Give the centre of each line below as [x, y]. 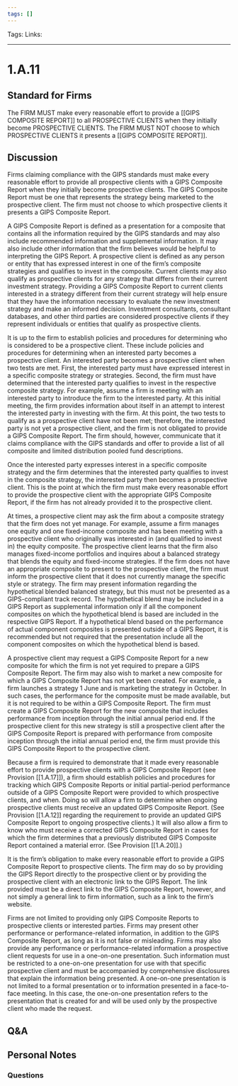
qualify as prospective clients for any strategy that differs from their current [118, 279]
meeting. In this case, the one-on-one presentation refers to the [115, 994]
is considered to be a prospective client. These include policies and [106, 346]
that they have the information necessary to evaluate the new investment [114, 302]
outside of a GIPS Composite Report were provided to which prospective [113, 793]
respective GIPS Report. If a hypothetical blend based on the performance [115, 622]
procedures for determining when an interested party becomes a [102, 353]
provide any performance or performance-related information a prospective [118, 948]
